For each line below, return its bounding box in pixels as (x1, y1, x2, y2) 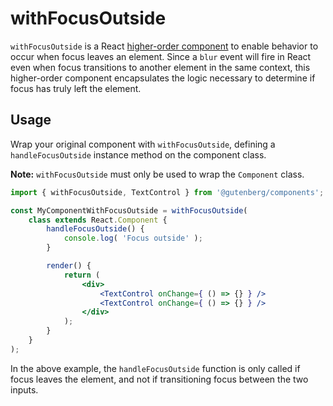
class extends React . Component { (28, 215, 168, 225)
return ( (63, 270, 101, 280)
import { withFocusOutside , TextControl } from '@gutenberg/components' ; (10, 187, 325, 197)
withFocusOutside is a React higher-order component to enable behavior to (10, 40, 319, 52)
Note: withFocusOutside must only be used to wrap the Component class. (10, 168, 305, 180)
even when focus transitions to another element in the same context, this (10, 61, 311, 73)
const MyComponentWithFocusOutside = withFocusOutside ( (10, 205, 248, 216)
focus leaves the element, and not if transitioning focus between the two (10, 373, 309, 385)
